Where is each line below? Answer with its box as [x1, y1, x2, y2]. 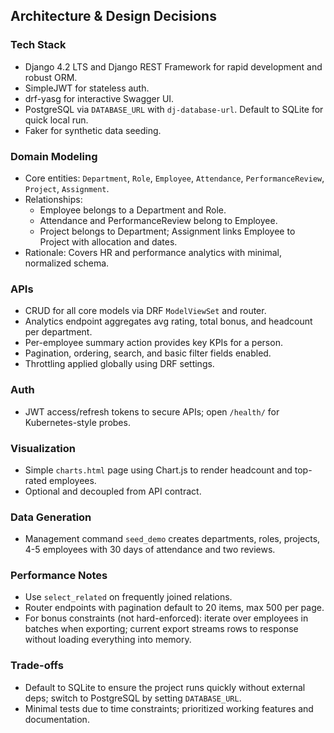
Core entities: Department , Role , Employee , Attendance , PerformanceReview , [24, 172, 325, 184]
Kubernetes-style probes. [24, 416, 131, 428]
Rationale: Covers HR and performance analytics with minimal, [24, 246, 283, 258]
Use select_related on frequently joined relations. [24, 591, 233, 603]
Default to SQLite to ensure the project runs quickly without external [24, 681, 306, 693]
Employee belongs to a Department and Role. [39, 204, 227, 216]
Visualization [10, 441, 76, 455]
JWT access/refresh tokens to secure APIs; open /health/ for [24, 405, 280, 418]
